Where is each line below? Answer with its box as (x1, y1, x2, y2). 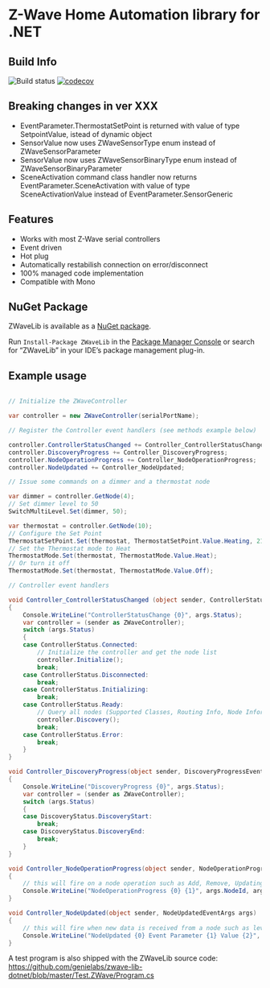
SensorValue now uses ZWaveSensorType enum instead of (19, 138, 216, 147)
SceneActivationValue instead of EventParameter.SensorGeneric (19, 189, 234, 199)
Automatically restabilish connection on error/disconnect (19, 259, 208, 269)
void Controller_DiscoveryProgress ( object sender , (8, 767, 182, 776)
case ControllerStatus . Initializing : (22, 686, 149, 694)
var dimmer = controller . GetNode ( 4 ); (8, 493, 135, 501)
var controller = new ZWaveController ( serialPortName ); (8, 412, 199, 420)
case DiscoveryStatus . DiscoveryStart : (22, 812, 153, 821)
